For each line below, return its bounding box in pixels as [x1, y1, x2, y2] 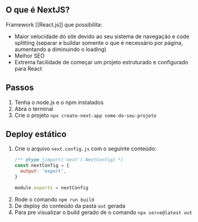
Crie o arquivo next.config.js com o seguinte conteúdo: [14, 145, 157, 152]
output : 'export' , [20, 168, 67, 175]
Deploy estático [5, 129, 67, 140]
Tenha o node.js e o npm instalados [14, 98, 104, 106]
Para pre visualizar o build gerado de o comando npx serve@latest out [14, 209, 193, 216]
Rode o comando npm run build [14, 195, 95, 203]
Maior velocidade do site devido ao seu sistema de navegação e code [14, 33, 189, 40]
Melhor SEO [14, 52, 45, 59]
